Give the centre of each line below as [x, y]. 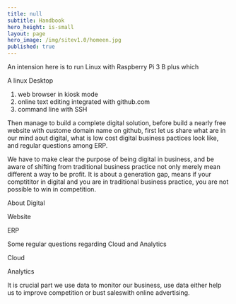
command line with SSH [52, 109]
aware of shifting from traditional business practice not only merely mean [114, 166]
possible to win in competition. [52, 189]
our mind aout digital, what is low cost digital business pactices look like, [113, 138]
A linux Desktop [30, 81]
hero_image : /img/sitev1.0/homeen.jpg [64, 40]
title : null [25, 14]
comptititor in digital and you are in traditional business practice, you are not [118, 182]
